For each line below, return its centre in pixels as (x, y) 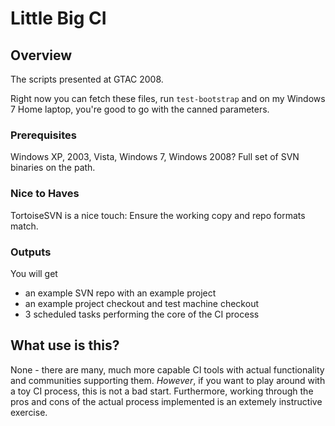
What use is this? (65, 345)
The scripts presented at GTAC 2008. (87, 79)
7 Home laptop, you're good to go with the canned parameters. (140, 109)
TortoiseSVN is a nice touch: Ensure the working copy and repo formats (158, 215)
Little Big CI (58, 18)
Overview (41, 55)
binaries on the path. (53, 168)
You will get (34, 273)
